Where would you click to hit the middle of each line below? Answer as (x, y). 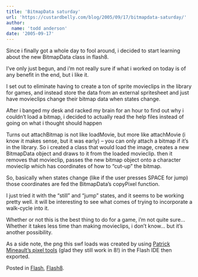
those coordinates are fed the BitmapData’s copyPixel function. (83, 184)
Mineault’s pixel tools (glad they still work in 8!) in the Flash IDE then (89, 250)
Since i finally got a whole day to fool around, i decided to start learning (93, 51)
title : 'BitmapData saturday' (44, 12)
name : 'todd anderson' (39, 28)
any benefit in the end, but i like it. (47, 75)
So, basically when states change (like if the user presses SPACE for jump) (97, 178)
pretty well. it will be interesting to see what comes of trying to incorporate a (99, 202)
